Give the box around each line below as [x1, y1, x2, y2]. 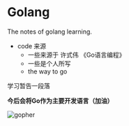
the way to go [27, 67, 68, 76]
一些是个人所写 [27, 59, 71, 67]
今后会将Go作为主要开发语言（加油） [7, 96, 114, 105]
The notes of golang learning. [7, 27, 93, 36]
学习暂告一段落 [7, 81, 50, 90]
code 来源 [17, 41, 47, 50]
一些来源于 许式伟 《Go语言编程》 [27, 50, 126, 59]
